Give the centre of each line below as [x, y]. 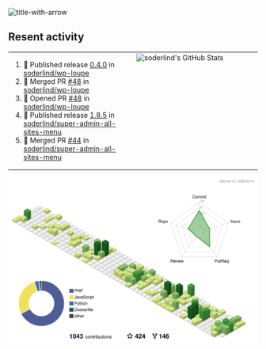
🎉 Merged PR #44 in [56, 140]
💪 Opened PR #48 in [57, 98]
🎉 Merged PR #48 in [56, 81]
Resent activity [46, 37]
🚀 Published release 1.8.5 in [69, 115]
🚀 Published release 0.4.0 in [69, 64]
